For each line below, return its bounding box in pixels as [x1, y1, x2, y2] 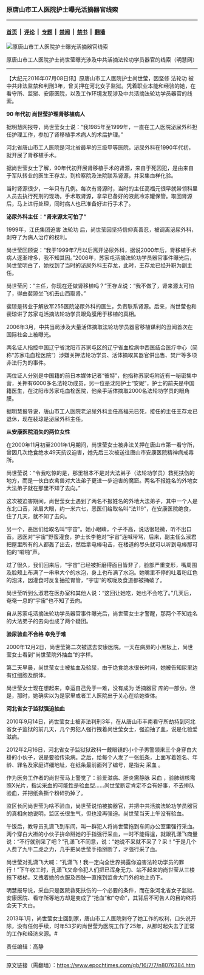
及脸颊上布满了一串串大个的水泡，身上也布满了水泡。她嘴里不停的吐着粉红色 [6, 569, 198, 576]
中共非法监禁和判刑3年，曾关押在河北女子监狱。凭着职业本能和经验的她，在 [6, 82, 196, 89]
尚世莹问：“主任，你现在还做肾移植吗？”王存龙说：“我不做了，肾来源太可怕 [6, 282, 194, 290]
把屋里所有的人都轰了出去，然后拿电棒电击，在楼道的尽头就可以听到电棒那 [6, 540, 192, 548]
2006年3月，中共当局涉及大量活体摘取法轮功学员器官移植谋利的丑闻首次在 [6, 323, 193, 330]
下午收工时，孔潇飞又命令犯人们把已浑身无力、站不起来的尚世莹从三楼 [19, 866, 195, 873]
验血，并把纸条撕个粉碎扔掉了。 [6, 789, 86, 796]
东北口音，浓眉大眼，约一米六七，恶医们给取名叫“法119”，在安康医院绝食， [6, 505, 194, 512]
